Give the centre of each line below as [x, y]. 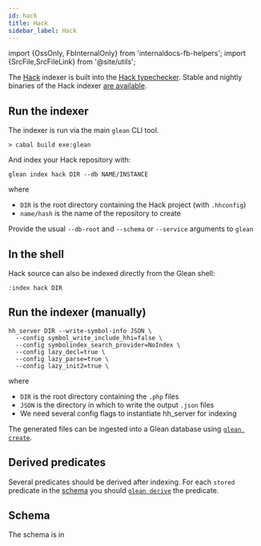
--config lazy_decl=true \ [60, 352]
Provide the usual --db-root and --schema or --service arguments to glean [131, 229]
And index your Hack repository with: [70, 160]
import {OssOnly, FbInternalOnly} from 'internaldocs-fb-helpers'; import [127, 54]
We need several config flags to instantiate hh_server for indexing [128, 413]
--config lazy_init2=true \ [62, 366]
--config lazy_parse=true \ [62, 359]
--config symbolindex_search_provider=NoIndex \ [98, 345]
